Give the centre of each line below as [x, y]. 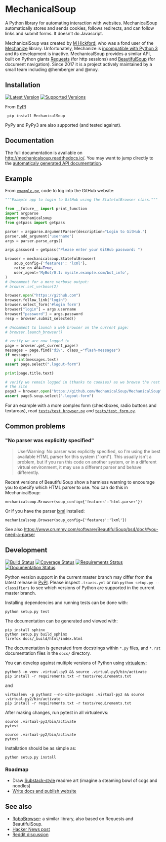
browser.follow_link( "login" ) [36, 300]
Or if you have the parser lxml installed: [45, 511]
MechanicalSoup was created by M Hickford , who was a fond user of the [80, 43]
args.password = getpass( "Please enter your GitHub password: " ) [74, 250]
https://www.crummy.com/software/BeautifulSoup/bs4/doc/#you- [91, 529]
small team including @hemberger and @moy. [52, 69]
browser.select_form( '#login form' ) [43, 305]
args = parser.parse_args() [34, 241]
